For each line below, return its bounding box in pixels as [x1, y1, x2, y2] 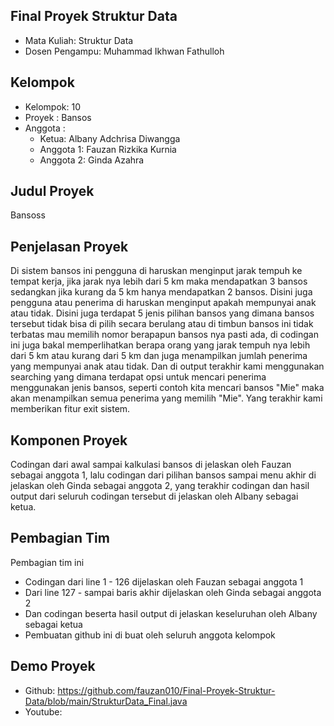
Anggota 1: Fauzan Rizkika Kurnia [39, 143, 177, 155]
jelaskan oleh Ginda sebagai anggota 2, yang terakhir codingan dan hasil [10, 480, 310, 492]
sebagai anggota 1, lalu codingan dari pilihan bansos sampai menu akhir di [10, 469, 317, 481]
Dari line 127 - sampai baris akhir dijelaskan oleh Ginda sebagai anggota [24, 586, 322, 598]
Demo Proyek [10, 658, 96, 675]
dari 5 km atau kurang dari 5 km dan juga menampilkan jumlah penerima [10, 350, 308, 362]
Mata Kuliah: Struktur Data [24, 34, 134, 46]
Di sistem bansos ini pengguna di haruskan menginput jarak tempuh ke [10, 265, 303, 277]
